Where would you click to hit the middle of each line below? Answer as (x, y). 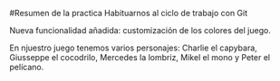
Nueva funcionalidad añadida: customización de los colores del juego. (140, 30)
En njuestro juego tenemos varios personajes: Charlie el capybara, (134, 48)
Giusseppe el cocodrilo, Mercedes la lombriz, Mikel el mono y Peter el (140, 57)
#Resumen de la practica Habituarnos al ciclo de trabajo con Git (129, 13)
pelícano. (27, 67)
